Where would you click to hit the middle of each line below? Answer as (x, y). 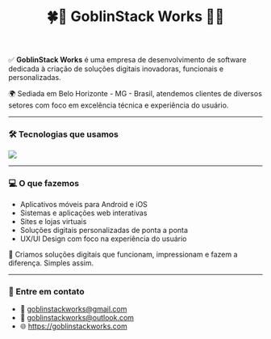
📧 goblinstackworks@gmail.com (73, 309)
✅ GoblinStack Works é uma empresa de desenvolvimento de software (127, 60)
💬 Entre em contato (46, 291)
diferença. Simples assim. (51, 263)
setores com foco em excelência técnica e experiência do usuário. (119, 105)
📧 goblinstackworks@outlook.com (77, 318)
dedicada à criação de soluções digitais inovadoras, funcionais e (116, 69)
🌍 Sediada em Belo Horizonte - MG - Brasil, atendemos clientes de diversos (135, 94)
